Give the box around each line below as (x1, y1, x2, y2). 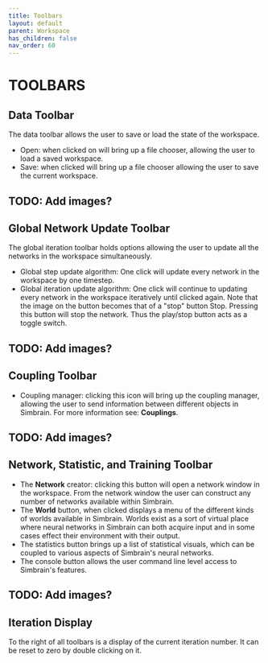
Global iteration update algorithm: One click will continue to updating (19, 284, 248, 294)
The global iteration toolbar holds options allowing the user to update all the (8, 243, 259, 253)
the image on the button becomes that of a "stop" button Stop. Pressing (19, 301, 259, 311)
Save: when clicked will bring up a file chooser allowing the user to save (19, 163, 259, 172)
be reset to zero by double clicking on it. (8, 645, 142, 655)
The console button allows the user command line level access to (19, 556, 237, 566)
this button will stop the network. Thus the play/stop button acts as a (19, 310, 248, 319)
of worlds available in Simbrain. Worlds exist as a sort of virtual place (19, 513, 249, 523)
